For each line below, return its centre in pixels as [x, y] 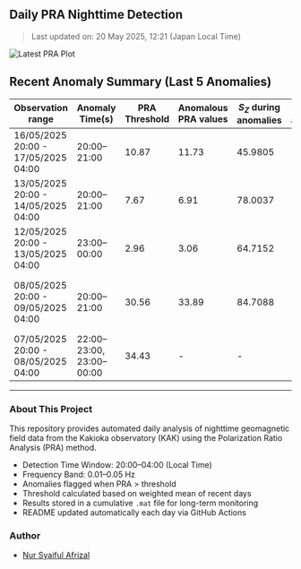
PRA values [203, 119]
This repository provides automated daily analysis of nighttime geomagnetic [150, 428]
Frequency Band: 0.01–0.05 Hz [79, 475]
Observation [41, 108]
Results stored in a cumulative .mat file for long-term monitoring [140, 503]
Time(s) [96, 119]
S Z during [259, 108]
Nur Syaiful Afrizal [56, 556]
